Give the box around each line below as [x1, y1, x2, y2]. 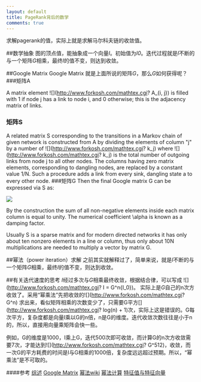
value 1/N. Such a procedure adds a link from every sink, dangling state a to [6, 170, 193, 177]
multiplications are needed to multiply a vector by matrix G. [6, 243, 152, 251]
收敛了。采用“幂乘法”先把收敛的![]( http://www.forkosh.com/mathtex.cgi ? [6, 291, 185, 298]
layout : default [6, 8, 47, 15]
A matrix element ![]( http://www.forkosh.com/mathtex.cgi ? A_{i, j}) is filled [6, 89, 188, 96]
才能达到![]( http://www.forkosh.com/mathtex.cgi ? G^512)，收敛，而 [25, 341, 191, 349]
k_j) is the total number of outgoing [102, 151, 190, 158]
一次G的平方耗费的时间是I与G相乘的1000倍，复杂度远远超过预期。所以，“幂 [6, 349, 193, 356]
